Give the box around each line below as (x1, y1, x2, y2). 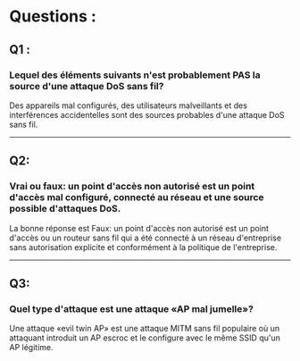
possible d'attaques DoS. (9, 203, 121, 215)
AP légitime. (9, 342, 54, 353)
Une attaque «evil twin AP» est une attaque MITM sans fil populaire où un (9, 323, 280, 334)
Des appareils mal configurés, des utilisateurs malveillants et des (9, 100, 248, 111)
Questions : (9, 6, 96, 27)
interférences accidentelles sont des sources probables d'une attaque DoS (9, 109, 285, 120)
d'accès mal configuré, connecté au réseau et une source (9, 191, 265, 204)
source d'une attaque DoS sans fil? (9, 80, 164, 92)
